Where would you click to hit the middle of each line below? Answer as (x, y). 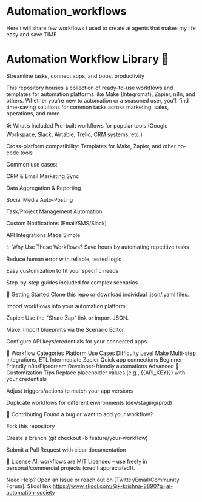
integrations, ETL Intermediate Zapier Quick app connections (82, 359)
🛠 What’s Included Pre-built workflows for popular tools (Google (87, 125)
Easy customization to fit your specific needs (62, 270)
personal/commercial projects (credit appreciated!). (71, 468)
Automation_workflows (66, 11)
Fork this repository (31, 426)
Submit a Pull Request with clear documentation (66, 449)
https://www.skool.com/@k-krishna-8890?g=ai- (113, 486)
